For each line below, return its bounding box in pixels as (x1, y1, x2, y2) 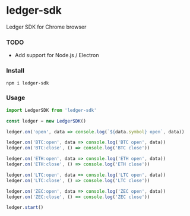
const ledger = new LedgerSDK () (6, 118, 86, 124)
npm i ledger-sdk (6, 80, 49, 86)
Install (6, 67, 25, 75)
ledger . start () (6, 205, 44, 211)
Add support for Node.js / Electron (14, 52, 99, 59)
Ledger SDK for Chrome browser (6, 23, 87, 30)
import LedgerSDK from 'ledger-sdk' (6, 107, 97, 113)
